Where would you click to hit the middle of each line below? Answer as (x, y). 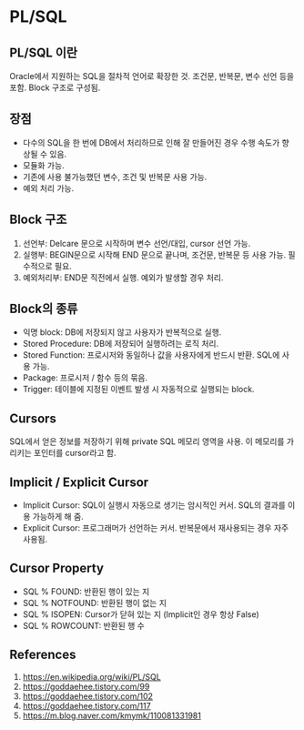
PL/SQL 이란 (44, 52)
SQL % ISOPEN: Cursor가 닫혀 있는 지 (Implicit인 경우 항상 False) (141, 614)
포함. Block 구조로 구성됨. (55, 87)
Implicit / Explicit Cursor (79, 482)
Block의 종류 (44, 309)
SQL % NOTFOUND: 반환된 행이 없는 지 (94, 603)
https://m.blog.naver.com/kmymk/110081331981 (112, 715)
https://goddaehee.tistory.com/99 (86, 686)
